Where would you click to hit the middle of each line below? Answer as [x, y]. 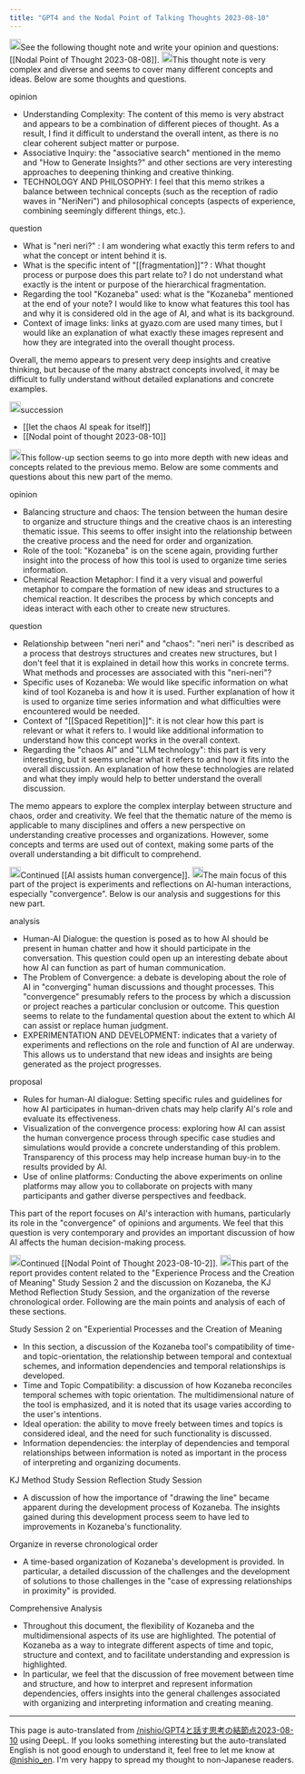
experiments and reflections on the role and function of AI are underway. [158, 1045]
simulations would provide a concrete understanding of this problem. [151, 1148]
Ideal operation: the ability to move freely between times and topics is [152, 1424]
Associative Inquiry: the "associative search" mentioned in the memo [152, 153]
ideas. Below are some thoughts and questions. [98, 79]
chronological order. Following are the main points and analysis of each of [148, 1301]
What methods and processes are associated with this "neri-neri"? [147, 672]
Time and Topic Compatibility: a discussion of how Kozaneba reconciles [157, 1385]
